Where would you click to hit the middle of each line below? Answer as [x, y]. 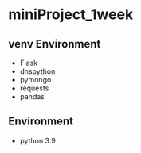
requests [34, 88]
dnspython [37, 71]
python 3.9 [37, 140]
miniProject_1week [71, 15]
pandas [32, 96]
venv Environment [55, 44]
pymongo [35, 80]
